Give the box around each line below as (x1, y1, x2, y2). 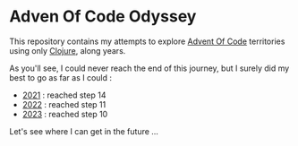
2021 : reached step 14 (21, 90, 106, 100)
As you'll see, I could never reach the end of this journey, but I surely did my (9, 63, 290, 73)
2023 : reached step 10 (21, 108, 108, 119)
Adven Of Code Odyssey (9, 6, 197, 27)
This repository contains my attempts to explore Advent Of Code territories (9, 36, 285, 47)
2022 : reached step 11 (21, 99, 106, 109)
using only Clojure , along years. (9, 45, 126, 56)
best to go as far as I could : (9, 72, 113, 82)
